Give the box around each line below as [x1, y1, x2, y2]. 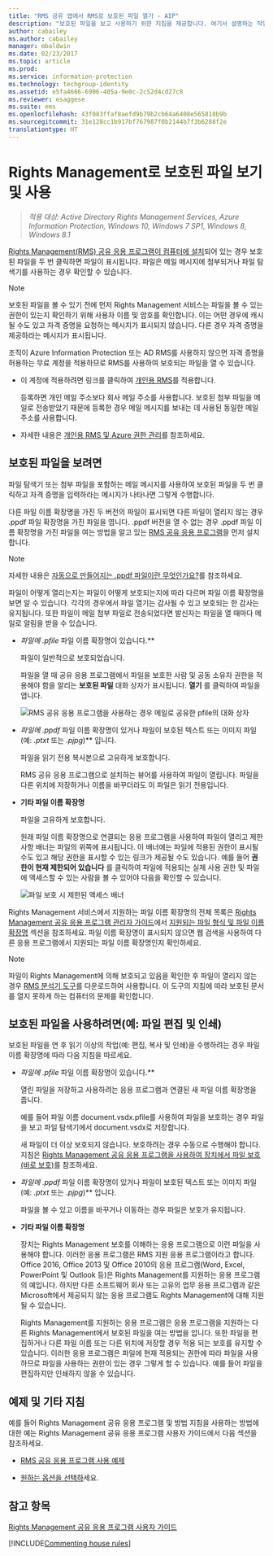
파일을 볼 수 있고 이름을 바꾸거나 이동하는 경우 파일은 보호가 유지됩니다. [19, 1205, 246, 1215]
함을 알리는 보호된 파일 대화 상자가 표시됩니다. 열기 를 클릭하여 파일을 [41, 680, 261, 690]
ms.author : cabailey [8, 34, 79, 43]
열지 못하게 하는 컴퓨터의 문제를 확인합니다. [16, 990, 154, 1001]
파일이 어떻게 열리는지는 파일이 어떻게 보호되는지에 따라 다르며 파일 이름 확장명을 [8, 588, 265, 597]
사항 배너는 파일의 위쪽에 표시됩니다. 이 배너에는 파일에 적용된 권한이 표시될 [19, 841, 259, 851]
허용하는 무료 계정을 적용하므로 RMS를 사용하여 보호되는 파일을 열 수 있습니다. [8, 357, 256, 367]
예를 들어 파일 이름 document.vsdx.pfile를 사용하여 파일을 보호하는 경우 [19, 1112, 249, 1122]
